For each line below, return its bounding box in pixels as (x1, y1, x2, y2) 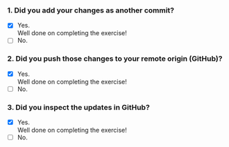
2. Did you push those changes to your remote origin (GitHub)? (7, 54, 223, 63)
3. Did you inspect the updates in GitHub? (7, 102, 151, 112)
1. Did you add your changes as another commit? (7, 6, 175, 15)
